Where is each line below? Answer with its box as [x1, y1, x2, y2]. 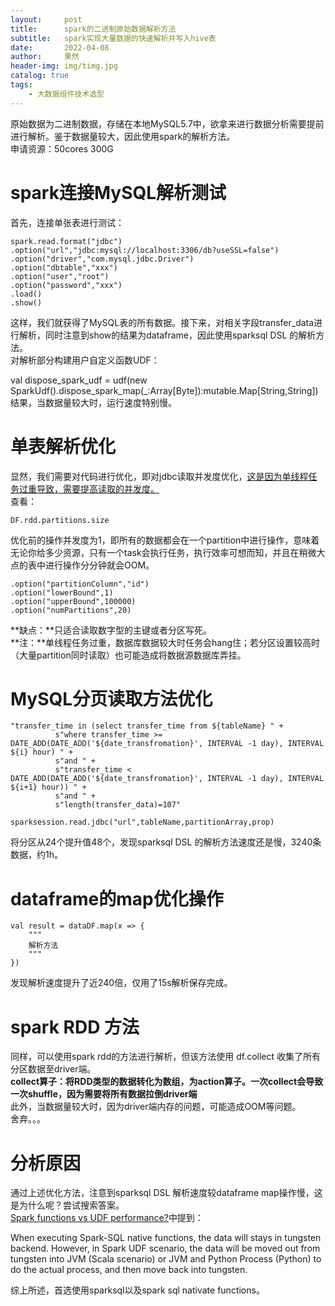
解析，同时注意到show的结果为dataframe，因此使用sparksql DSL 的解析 [18, 329, 317, 341]
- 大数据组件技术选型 [28, 89, 105, 99]
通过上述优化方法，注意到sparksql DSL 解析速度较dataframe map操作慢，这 [10, 1187, 323, 1199]
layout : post [10, 14, 83, 25]
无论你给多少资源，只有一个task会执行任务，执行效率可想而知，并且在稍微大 [10, 546, 326, 558]
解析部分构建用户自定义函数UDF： [18, 354, 160, 366]
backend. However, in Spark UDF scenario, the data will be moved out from [10, 1242, 321, 1255]
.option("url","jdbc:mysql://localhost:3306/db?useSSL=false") [10, 245, 280, 255]
